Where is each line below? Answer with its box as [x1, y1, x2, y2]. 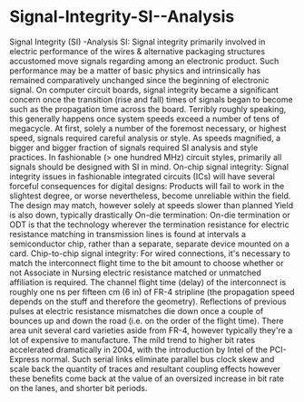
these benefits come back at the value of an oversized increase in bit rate [9, 373, 284, 384]
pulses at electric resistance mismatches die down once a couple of [9, 305, 264, 316]
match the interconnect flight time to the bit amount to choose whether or [9, 257, 284, 268]
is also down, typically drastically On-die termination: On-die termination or [9, 209, 290, 220]
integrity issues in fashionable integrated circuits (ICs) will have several [9, 170, 275, 182]
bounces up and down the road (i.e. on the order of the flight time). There [9, 315, 284, 326]
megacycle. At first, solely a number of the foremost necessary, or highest [9, 122, 288, 133]
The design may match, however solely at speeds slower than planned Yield [9, 199, 293, 210]
